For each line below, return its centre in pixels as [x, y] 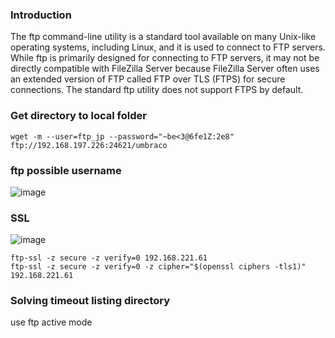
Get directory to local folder [78, 116]
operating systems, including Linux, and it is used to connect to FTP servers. [168, 47]
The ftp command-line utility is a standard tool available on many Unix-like [163, 37]
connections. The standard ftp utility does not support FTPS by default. [157, 90]
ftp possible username [66, 170]
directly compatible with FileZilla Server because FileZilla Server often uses [165, 69]
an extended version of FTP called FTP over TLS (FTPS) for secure [148, 79]
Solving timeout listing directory [90, 301]
